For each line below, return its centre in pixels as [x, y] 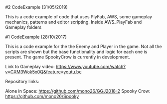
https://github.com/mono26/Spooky [42, 96]
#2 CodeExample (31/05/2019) [37, 7]
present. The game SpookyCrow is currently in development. [68, 57]
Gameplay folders [23, 27]
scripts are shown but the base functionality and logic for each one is [76, 52]
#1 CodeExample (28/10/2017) [36, 37]
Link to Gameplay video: [30, 67]
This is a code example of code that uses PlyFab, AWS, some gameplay [79, 17]
